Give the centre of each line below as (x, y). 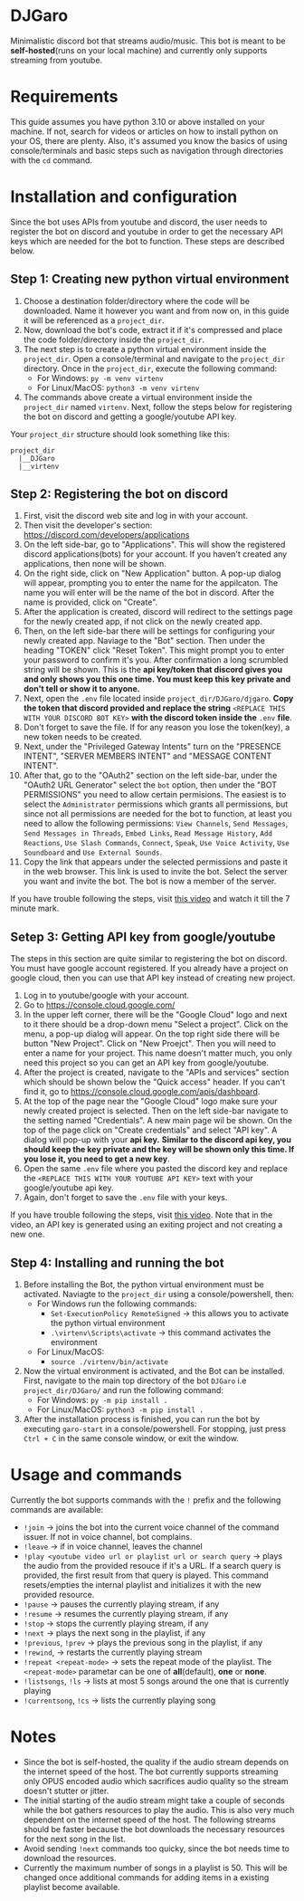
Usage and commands (96, 1475)
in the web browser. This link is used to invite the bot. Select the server (155, 872)
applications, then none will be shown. (95, 564)
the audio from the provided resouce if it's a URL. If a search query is (152, 1566)
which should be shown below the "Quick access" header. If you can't (154, 1082)
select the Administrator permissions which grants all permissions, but (156, 804)
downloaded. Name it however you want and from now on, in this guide (156, 310)
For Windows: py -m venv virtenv (100, 377)
